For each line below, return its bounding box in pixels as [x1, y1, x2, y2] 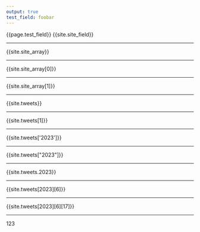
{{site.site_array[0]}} [6, 65, 57, 72]
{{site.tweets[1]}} [6, 117, 48, 124]
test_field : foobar [6, 14, 55, 20]
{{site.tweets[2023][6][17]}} [6, 203, 74, 210]
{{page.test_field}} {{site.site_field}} [6, 30, 94, 38]
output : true [6, 8, 39, 15]
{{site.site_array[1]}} [6, 82, 55, 90]
